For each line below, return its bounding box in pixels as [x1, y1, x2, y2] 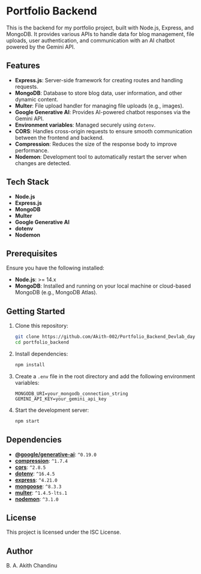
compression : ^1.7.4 [14, 457, 68, 464]
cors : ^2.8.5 [14, 464, 46, 471]
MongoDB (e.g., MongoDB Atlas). [14, 289, 98, 296]
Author [6, 546, 33, 556]
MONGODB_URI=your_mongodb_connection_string [14, 390, 128, 397]
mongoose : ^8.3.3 [14, 482, 62, 490]
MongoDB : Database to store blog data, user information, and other [14, 89, 182, 97]
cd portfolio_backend [14, 339, 69, 346]
